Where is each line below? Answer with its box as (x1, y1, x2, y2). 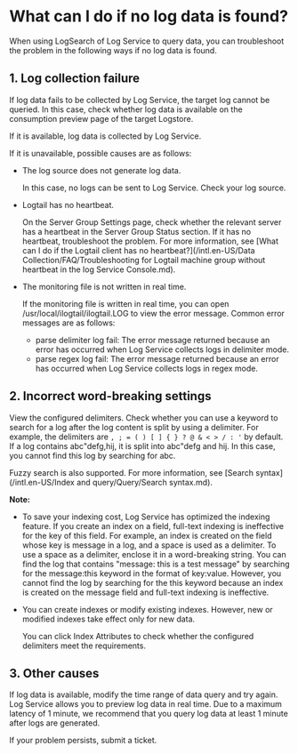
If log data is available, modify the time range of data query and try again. (9, 689, 278, 700)
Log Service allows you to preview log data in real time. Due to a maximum (9, 699, 283, 710)
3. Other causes (9, 665, 100, 681)
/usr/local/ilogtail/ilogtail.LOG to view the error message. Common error (21, 308, 285, 318)
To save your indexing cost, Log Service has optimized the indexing (21, 511, 270, 522)
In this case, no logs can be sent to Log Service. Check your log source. (21, 182, 286, 193)
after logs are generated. (9, 718, 101, 728)
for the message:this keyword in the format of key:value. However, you (21, 567, 282, 579)
